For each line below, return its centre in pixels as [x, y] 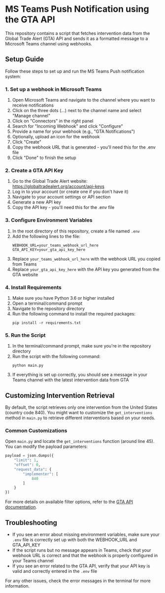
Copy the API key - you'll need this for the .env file [63, 207]
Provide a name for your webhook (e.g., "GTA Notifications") [74, 131]
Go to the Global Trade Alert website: [50, 181]
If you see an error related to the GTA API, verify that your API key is [81, 566]
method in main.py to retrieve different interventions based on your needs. [80, 418]
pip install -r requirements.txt [47, 323]
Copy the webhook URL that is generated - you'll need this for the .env [84, 147]
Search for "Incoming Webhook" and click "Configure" [67, 126]
